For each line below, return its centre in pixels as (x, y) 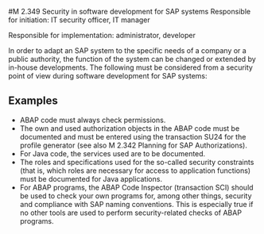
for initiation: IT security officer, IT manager (80, 20)
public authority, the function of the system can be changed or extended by (132, 59)
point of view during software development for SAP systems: (108, 76)
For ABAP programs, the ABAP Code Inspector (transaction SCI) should (136, 187)
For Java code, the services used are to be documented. (113, 153)
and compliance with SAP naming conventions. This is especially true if (136, 204)
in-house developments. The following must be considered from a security (130, 67)
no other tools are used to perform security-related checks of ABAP (131, 213)
